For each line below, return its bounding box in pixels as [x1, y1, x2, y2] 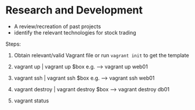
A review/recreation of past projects [13, 23, 101, 30]
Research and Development [5, 4, 143, 17]
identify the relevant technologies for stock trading [13, 29, 136, 36]
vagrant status [13, 97, 49, 104]
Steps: [5, 40, 21, 47]
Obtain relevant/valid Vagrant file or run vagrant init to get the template [13, 51, 190, 59]
